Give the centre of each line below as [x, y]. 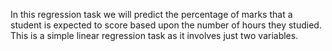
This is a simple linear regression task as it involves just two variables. [154, 35]
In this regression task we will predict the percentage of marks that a [151, 14]
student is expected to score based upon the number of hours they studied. [166, 25]
